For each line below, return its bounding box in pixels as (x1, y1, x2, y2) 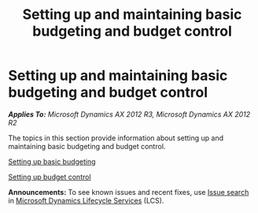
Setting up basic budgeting (8, 156, 96, 166)
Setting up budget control (8, 172, 92, 181)
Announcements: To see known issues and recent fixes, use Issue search (8, 187, 249, 196)
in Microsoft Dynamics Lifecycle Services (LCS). (8, 196, 164, 205)
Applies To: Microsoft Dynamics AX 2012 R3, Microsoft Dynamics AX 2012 (8, 109, 251, 119)
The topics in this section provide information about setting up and (8, 133, 224, 143)
